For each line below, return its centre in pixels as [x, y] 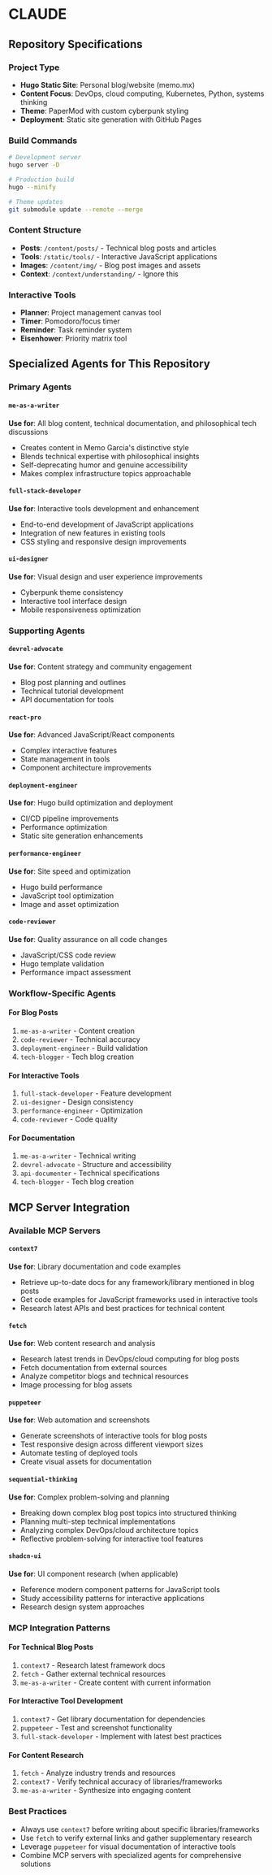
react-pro [25, 717]
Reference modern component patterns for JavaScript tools [120, 1589]
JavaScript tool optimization [67, 896]
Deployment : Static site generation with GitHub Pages [111, 119]
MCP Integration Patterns [60, 1628]
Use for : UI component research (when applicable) [93, 1573]
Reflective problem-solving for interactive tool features [112, 1539]
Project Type [34, 67]
